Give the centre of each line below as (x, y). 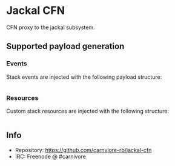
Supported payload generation (65, 46)
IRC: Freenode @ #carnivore (50, 156)
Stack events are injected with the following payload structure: (84, 77)
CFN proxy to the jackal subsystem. (51, 27)
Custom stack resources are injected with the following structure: (88, 111)
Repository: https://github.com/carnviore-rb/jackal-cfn (83, 150)
